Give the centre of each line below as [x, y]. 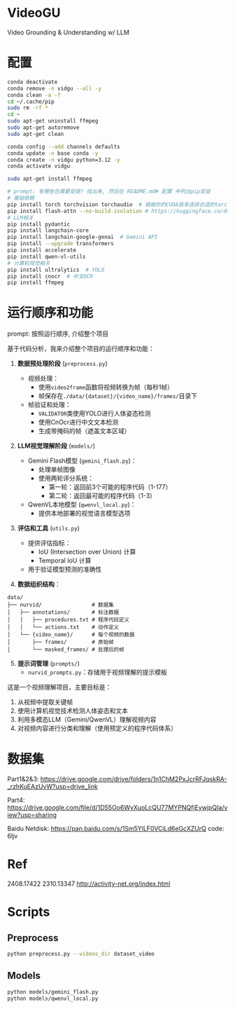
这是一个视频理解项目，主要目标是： [59, 687]
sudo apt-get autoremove [43, 128]
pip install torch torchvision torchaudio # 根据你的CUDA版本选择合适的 [111, 205]
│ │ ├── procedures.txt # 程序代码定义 [68, 620]
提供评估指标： [49, 543]
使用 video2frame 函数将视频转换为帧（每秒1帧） [106, 387]
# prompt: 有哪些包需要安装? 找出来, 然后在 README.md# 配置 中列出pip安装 [109, 192]
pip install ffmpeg [36, 283]
